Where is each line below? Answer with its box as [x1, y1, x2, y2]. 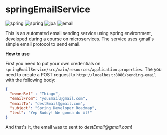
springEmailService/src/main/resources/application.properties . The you [5, 66, 162, 72]
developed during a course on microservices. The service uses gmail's [5, 36, 154, 42]
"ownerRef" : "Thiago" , [10, 91, 60, 96]
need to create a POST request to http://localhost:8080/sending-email [5, 71, 157, 77]
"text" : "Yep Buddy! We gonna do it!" [10, 110, 93, 115]
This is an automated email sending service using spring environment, [5, 30, 152, 36]
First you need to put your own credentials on [5, 60, 101, 66]
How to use [5, 51, 30, 57]
